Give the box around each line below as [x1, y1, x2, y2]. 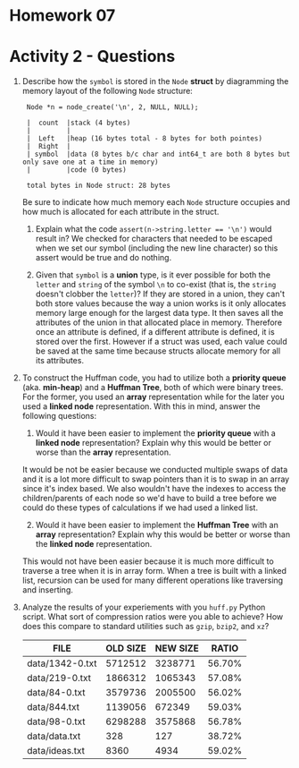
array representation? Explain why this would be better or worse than [35, 529, 291, 540]
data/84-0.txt [26, 687, 86, 699]
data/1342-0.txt [26, 657, 97, 670]
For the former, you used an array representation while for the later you [21, 391, 286, 403]
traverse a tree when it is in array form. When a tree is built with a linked [21, 566, 287, 576]
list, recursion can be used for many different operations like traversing [21, 575, 284, 586]
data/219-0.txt [26, 672, 92, 685]
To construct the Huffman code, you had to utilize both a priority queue [21, 372, 287, 383]
